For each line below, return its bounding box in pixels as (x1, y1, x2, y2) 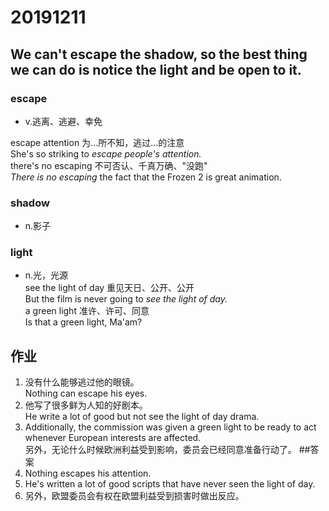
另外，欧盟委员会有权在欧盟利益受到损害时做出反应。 (24, 490, 245, 502)
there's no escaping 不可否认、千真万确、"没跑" (10, 159, 208, 171)
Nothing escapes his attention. (24, 467, 152, 480)
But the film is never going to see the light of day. (24, 293, 228, 305)
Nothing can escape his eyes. (24, 387, 148, 400)
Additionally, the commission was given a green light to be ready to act (24, 421, 317, 433)
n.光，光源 (24, 269, 69, 281)
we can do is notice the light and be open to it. (10, 61, 302, 78)
